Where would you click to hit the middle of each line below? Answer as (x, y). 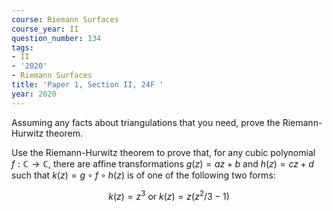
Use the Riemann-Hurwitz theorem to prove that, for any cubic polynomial (163, 152)
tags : (22, 47)
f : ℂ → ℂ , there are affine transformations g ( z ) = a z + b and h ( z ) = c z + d (162, 163)
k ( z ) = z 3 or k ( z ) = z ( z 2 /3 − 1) (169, 195)
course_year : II (45, 29)
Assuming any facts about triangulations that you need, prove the (146, 122)
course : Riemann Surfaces (65, 19)
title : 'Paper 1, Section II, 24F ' (87, 85)
